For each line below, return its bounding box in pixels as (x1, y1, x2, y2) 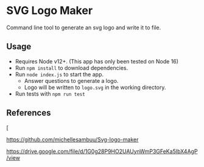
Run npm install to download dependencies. (15, 64, 128, 71)
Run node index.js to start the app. (15, 71, 104, 78)
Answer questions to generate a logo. (24, 77, 119, 84)
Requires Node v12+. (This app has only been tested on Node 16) (15, 57, 178, 65)
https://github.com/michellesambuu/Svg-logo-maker (6, 135, 139, 143)
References (6, 108, 51, 118)
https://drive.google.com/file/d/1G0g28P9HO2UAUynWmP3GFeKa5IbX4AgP (6, 147, 198, 155)
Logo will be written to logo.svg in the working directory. (24, 83, 166, 91)
